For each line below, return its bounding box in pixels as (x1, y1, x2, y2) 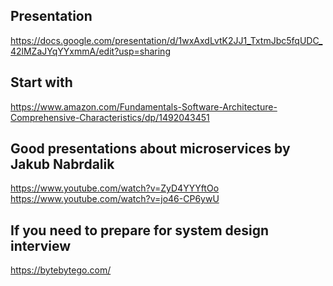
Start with (10, 74, 73, 91)
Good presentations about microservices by (10, 140, 291, 158)
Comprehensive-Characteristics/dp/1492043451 (10, 111, 210, 123)
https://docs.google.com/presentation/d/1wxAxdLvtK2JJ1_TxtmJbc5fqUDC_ (10, 34, 323, 46)
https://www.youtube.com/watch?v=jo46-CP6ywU (10, 193, 220, 205)
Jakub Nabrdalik (10, 156, 115, 173)
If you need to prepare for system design (10, 222, 270, 239)
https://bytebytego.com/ (10, 264, 112, 276)
